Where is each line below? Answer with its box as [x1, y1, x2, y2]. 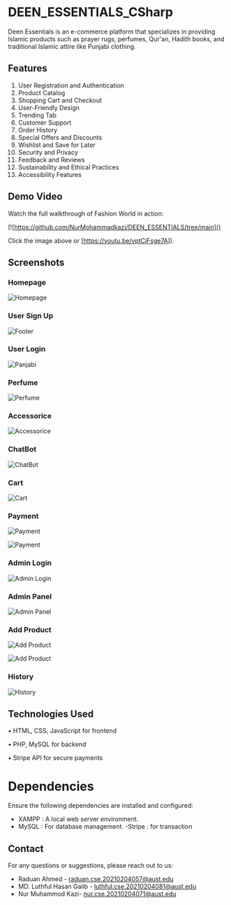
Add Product [8, 624, 52, 634]
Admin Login [8, 558, 52, 568]
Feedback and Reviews [17, 155, 85, 164]
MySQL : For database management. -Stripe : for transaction [17, 822, 193, 831]
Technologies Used [8, 708, 94, 720]
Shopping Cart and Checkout [17, 96, 102, 104]
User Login [8, 344, 46, 354]
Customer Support [17, 118, 72, 127]
